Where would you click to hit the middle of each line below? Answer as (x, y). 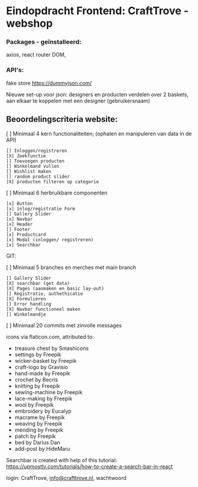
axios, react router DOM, (36, 55)
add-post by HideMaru (42, 449)
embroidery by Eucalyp (43, 411)
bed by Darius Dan (37, 442)
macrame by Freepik (40, 417)
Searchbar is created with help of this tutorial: (62, 460)
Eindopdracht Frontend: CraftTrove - (98, 11)
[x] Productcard (26, 235)
